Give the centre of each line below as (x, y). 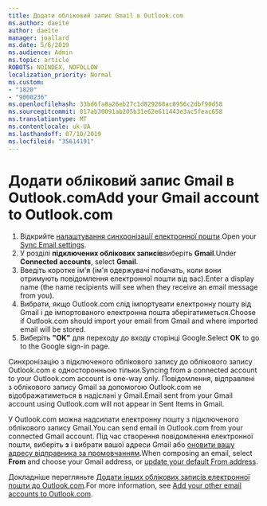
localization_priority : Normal (60, 75)
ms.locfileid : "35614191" (51, 141)
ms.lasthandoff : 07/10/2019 (55, 134)
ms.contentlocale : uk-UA (49, 127)
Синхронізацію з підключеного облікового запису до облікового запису (130, 362)
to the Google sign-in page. (65, 346)
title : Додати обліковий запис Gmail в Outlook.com (96, 16)
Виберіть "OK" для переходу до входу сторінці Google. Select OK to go (139, 338)
